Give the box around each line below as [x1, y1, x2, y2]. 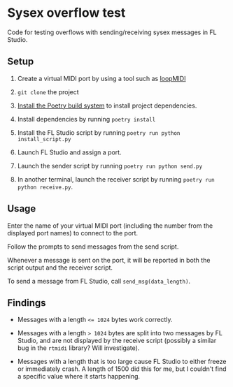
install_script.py [17, 136, 71, 143]
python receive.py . [17, 182, 73, 191]
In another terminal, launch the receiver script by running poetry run [17, 175, 215, 183]
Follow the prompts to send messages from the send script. [7, 242, 179, 251]
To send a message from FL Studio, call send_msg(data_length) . [7, 277, 191, 285]
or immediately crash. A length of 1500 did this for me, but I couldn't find [17, 365, 227, 373]
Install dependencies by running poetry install [17, 115, 156, 123]
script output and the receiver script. [7, 263, 113, 272]
